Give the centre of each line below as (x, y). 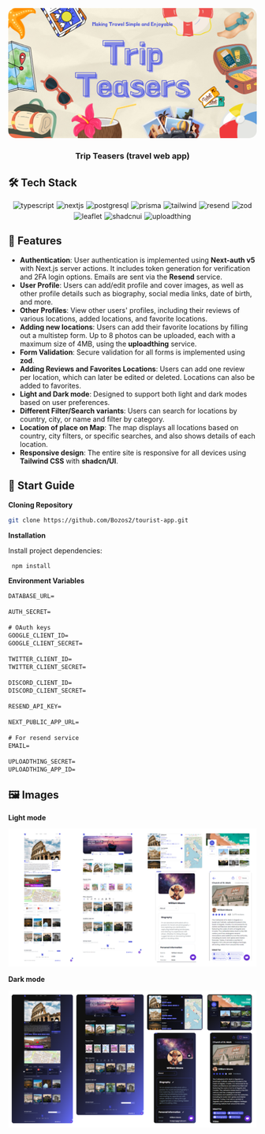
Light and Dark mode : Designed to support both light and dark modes (133, 394)
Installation (27, 535)
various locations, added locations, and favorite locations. (113, 318)
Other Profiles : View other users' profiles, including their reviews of (130, 310)
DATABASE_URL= (32, 597)
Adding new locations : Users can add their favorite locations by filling (134, 327)
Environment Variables (47, 581)
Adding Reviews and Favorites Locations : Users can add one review (132, 369)
